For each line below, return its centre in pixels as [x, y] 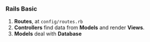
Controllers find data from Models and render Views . [79, 27]
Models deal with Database [48, 34]
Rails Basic [21, 9]
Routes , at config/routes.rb [49, 22]
